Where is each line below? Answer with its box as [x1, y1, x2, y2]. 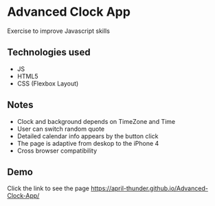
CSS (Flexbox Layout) [16, 79, 79, 88]
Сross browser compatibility [16, 146, 98, 155]
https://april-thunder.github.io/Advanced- [90, 184, 208, 192]
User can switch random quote [16, 125, 105, 133]
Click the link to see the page [7, 184, 89, 192]
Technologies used [7, 47, 91, 58]
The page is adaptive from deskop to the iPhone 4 [16, 139, 159, 147]
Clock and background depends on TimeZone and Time [16, 117, 176, 125]
